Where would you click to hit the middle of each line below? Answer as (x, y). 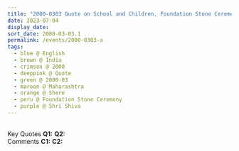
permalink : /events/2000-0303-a (55, 40)
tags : (15, 47)
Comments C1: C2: (35, 141)
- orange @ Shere (39, 93)
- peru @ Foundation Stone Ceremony (68, 100)
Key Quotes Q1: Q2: (36, 134)
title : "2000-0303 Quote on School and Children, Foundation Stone (110, 14)
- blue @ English (39, 54)
